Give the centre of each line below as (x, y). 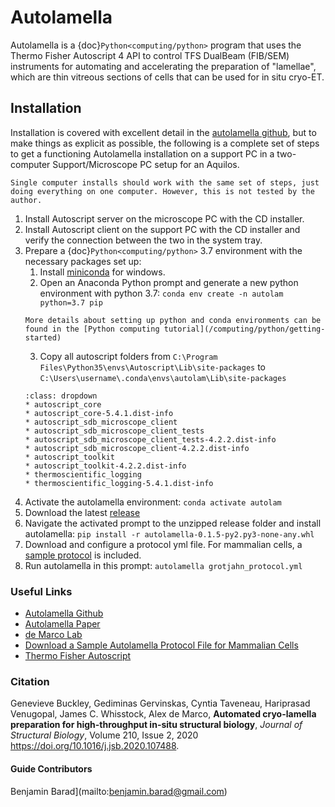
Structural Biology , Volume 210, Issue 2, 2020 (104, 735)
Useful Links (41, 591)
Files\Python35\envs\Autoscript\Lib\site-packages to (152, 367)
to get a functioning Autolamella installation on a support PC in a (142, 153)
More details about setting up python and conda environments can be (173, 320)
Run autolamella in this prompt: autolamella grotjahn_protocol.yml (163, 565)
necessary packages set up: (83, 261)
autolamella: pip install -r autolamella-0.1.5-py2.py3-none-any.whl (169, 533)
